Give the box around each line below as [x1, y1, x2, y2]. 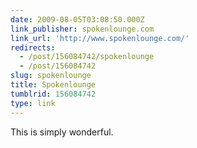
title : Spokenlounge [10, 80, 97, 90]
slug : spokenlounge [10, 71, 92, 81]
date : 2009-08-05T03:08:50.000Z [10, 14, 145, 25]
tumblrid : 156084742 [10, 89, 97, 99]
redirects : [10, 42, 56, 53]
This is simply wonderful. [10, 126, 114, 138]
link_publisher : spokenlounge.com [10, 24, 155, 34]
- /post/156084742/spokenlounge [19, 52, 155, 62]
